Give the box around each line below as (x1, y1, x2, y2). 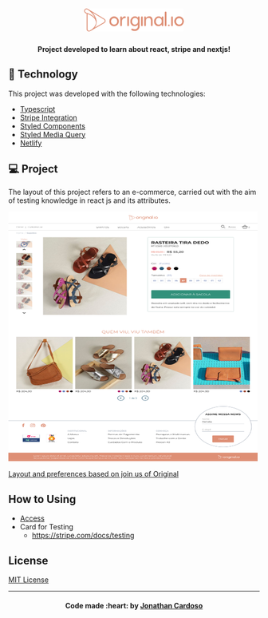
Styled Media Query (19, 129, 86, 139)
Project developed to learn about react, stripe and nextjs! (37, 44, 231, 53)
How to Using (8, 492, 77, 506)
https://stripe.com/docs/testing (31, 531, 135, 541)
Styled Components (19, 121, 86, 131)
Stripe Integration (19, 113, 77, 122)
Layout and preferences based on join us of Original (8, 469, 179, 479)
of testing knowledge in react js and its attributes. (8, 196, 171, 205)
